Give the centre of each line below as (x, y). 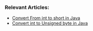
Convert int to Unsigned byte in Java (50, 23)
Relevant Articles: (27, 7)
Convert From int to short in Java (46, 18)
